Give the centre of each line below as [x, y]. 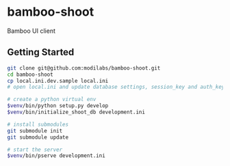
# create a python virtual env [52, 100]
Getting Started [41, 52]
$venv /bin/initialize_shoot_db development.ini [76, 112]
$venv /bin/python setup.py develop [58, 106]
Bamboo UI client [31, 31]
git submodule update [38, 137]
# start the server [35, 150]
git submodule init [35, 130]
